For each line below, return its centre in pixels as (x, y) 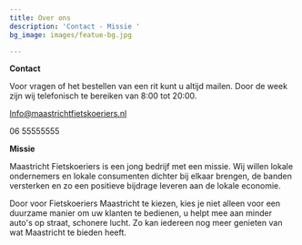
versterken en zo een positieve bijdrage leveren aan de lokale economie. (145, 186)
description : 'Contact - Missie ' (75, 26)
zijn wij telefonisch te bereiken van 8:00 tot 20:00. (103, 96)
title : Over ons (40, 18)
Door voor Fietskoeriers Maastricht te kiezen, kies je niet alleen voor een (145, 204)
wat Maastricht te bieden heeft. (68, 232)
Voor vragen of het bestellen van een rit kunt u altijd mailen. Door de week (149, 87)
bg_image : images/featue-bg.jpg (70, 35)
